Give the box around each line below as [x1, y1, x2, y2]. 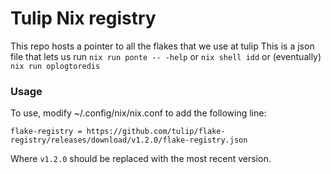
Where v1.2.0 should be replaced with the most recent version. [10, 153, 272, 165]
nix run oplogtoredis [10, 61, 101, 71]
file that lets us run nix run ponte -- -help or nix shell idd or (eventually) [10, 50, 322, 62]
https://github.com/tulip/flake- [86, 127, 226, 137]
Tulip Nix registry [10, 7, 157, 30]
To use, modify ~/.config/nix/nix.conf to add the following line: [10, 107, 267, 119]
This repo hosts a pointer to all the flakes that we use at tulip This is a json [10, 40, 315, 52]
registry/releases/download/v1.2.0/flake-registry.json [10, 135, 248, 146]
